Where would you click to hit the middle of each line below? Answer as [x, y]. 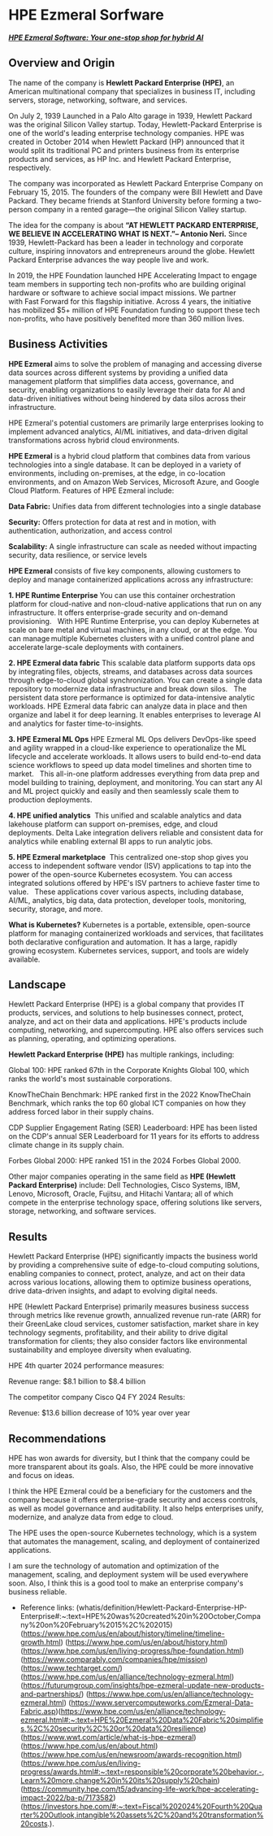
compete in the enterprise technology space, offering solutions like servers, [135, 1202]
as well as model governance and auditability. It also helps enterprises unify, [136, 1508]
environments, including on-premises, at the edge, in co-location [117, 473]
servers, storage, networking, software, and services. [98, 100]
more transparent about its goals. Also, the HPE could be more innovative [131, 1467]
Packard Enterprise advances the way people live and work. [109, 259]
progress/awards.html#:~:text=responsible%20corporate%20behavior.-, [142, 1772]
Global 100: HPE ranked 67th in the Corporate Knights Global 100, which [129, 1071]
